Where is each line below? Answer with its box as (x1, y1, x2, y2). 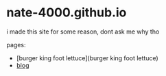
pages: (6, 40, 26, 49)
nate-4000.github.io (6, 5, 127, 21)
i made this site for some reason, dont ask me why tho (6, 27, 160, 36)
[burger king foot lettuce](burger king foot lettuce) (16, 53, 158, 62)
